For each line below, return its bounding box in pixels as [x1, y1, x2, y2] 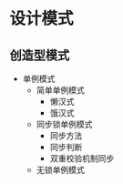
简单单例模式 [36, 85, 85, 96]
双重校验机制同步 [49, 153, 115, 164]
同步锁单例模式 [36, 119, 93, 129]
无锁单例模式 [36, 165, 85, 175]
